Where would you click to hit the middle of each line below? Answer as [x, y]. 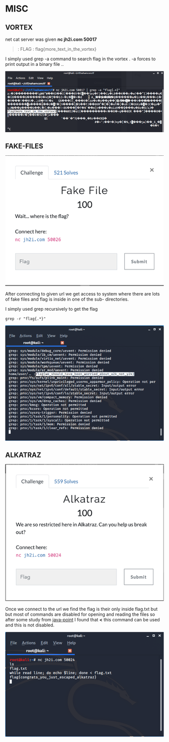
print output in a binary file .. [34, 64]
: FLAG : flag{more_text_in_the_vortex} [57, 49]
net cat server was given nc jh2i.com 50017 [51, 39]
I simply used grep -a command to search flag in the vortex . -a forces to [80, 59]
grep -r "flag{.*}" [26, 319]
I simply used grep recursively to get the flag [52, 309]
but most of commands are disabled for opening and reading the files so [80, 614]
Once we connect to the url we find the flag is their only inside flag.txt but [81, 609]
